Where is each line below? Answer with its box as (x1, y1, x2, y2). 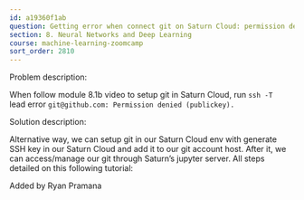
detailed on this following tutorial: (9, 163, 134, 174)
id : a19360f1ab (9, 13, 67, 23)
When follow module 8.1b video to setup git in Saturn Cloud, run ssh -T (9, 90, 273, 100)
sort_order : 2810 (9, 47, 75, 56)
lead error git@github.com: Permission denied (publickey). (9, 99, 235, 110)
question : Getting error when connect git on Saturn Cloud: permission (9, 22, 285, 31)
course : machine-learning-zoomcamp (9, 38, 144, 48)
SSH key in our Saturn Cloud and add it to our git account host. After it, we (9, 144, 287, 155)
